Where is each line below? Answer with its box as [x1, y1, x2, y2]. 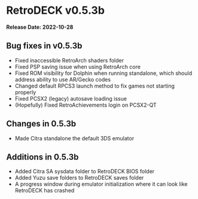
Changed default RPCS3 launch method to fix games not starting [14, 82, 175, 89]
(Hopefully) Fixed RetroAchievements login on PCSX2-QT [14, 101, 157, 108]
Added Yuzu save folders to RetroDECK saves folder [14, 174, 144, 182]
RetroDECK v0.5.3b [6, 4, 105, 17]
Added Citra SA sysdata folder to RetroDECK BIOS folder [14, 168, 155, 175]
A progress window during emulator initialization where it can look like [14, 180, 188, 188]
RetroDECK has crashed [14, 187, 75, 194]
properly [14, 88, 36, 96]
